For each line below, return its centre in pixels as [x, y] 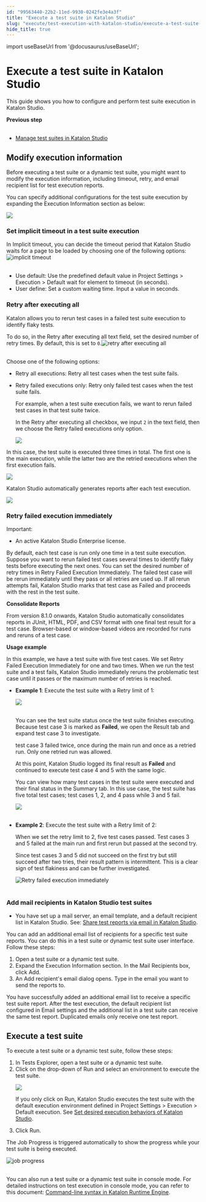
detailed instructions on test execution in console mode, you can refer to [98, 1185]
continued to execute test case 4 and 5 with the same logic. [91, 770]
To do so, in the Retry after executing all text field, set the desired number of [103, 336]
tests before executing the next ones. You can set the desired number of [98, 565]
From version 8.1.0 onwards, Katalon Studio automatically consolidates [95, 615]
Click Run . [28, 1130]
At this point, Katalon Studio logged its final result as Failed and [95, 764]
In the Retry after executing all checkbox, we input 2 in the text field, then [108, 422]
